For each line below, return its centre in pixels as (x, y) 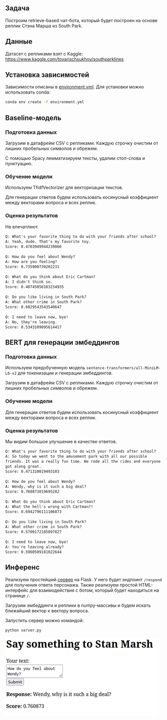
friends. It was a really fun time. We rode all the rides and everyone (83, 461)
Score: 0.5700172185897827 (33, 532)
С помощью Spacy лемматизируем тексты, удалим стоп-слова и (75, 158)
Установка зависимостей (47, 75)
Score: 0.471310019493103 (32, 471)
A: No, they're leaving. (31, 322)
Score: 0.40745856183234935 (35, 287)
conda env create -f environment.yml (45, 102)
